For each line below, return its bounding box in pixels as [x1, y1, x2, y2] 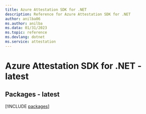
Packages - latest [5, 90, 60, 99]
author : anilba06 [5, 16, 41, 21]
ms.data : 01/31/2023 [5, 26, 48, 30]
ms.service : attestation [5, 39, 56, 44]
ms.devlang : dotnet [5, 35, 45, 40]
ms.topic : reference [5, 30, 48, 35]
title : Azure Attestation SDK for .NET [5, 7, 87, 12]
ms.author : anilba [5, 21, 43, 26]
